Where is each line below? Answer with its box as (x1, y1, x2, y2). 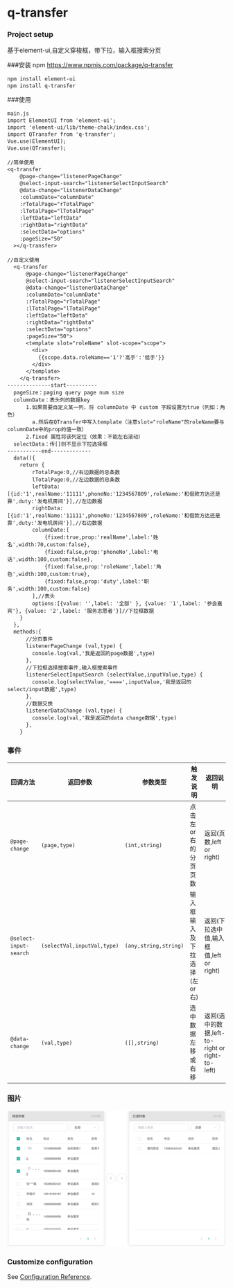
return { (19, 462, 45, 469)
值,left (204, 951, 222, 959)
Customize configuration (7, 1257, 94, 1267)
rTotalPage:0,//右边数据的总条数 (32, 469, 120, 476)
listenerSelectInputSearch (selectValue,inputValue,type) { (25, 671, 203, 679)
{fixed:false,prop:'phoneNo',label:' (44, 549, 154, 556)
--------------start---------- (7, 382, 98, 389)
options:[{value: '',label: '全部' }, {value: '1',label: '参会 (32, 600, 218, 607)
